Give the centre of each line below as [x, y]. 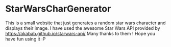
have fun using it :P [26, 39]
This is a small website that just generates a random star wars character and [86, 23]
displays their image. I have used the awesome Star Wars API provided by [83, 28]
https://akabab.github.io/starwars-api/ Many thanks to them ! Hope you [80, 33]
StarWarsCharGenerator [58, 9]
